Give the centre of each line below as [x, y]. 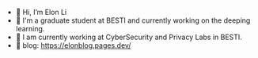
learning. [30, 29]
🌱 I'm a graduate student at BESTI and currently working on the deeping [133, 20]
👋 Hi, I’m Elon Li [41, 12]
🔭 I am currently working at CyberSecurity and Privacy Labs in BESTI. [129, 37]
